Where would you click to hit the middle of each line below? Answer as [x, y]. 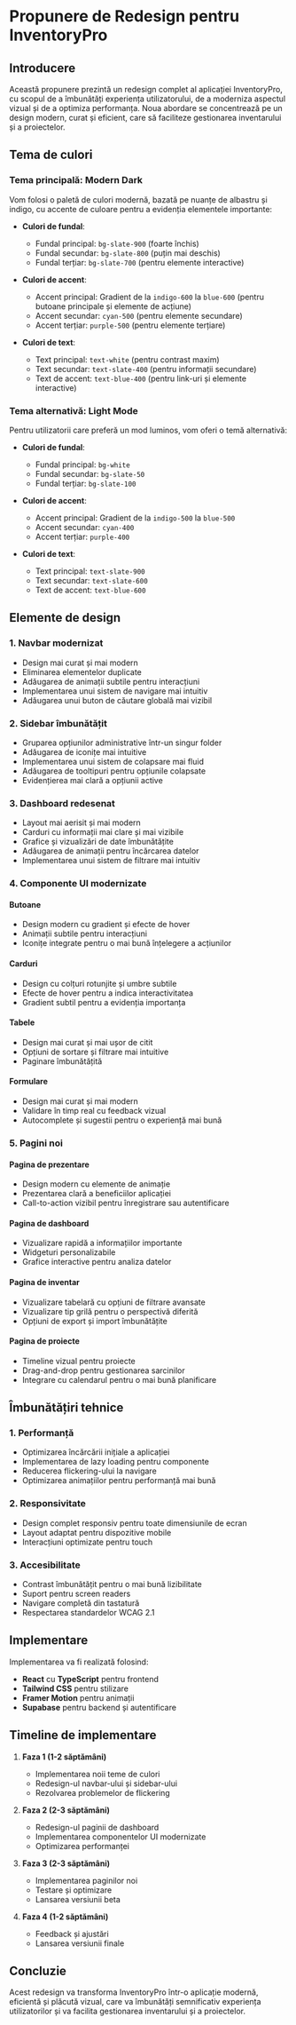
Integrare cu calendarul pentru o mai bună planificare [119, 1379]
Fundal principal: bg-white [82, 465]
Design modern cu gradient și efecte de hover [106, 925]
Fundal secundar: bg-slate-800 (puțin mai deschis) [128, 253]
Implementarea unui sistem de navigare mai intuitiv [115, 691]
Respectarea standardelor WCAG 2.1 [88, 1613]
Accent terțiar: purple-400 [82, 536]
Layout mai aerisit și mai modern [82, 822]
